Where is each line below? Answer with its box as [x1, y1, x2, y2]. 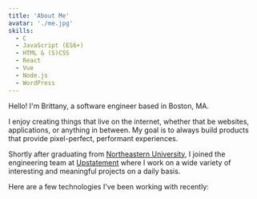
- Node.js [15, 71, 48, 79]
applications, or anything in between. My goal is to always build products [8, 125, 250, 135]
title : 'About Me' [8, 11, 70, 20]
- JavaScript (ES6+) [15, 42, 84, 50]
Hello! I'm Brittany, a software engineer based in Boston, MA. [8, 101, 210, 111]
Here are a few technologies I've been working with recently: [8, 181, 210, 191]
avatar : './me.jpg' [8, 19, 74, 27]
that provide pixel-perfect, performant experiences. [8, 133, 179, 143]
